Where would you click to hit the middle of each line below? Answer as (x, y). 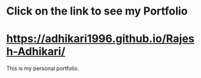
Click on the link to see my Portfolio (97, 11)
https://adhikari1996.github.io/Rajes (101, 39)
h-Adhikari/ (36, 52)
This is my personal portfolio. (43, 68)
